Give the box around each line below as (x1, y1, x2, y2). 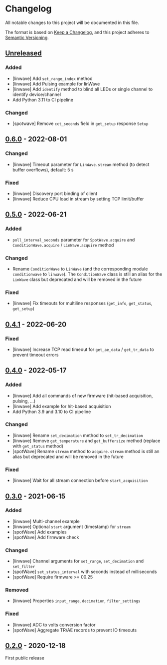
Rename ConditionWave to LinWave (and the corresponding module (12, 265, 148, 271)
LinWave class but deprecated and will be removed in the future (12, 276, 142, 282)
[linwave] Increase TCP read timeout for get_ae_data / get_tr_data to (12, 346, 155, 352)
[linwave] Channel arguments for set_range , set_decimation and (12, 558, 144, 564)
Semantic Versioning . (5, 34, 49, 40)
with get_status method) (12, 443, 64, 449)
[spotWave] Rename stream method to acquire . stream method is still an (12, 448, 160, 454)
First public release (5, 654, 45, 660)
